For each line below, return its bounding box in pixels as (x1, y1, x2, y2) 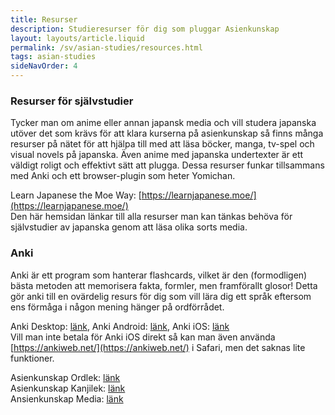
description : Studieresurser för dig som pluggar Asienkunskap (10, 24, 280, 34)
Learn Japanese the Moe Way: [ (10, 189, 142, 201)
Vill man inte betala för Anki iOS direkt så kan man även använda (10, 331, 276, 343)
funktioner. (10, 352, 55, 364)
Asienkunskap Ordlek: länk (10, 371, 121, 383)
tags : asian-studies (10, 52, 97, 62)
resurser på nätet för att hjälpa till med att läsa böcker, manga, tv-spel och (10, 138, 315, 150)
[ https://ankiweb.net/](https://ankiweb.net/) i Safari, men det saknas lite (10, 341, 306, 353)
